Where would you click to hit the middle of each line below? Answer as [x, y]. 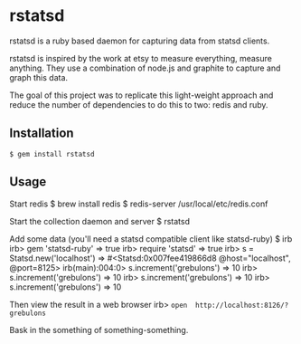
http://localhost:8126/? [242, 305]
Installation [42, 134]
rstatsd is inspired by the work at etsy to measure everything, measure [141, 58]
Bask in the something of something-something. [99, 330]
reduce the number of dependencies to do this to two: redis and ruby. [139, 104]
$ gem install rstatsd [52, 154]
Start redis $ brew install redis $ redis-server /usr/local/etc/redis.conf [139, 204]
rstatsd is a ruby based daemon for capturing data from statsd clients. [140, 41]
